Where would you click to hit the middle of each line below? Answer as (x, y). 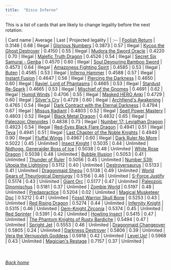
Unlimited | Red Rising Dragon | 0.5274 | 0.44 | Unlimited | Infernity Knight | (84, 203)
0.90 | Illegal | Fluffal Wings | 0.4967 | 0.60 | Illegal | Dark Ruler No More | (82, 138)
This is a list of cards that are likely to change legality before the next (78, 25)
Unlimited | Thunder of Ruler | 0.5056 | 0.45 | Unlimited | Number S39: (79, 160)
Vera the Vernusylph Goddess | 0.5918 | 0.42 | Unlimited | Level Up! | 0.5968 (86, 235)
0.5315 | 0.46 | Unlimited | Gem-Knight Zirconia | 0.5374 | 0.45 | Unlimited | (84, 208)
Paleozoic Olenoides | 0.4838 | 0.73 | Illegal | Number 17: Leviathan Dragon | (86, 121)
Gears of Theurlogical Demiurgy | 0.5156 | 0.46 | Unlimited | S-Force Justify (85, 176)
